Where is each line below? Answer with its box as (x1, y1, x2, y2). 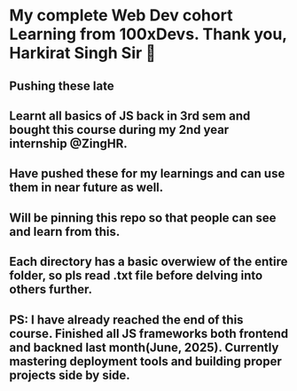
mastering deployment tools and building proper (9, 354, 282, 369)
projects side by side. (9, 367, 130, 382)
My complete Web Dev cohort (9, 5, 233, 26)
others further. (9, 282, 93, 297)
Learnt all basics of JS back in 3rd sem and (9, 108, 251, 123)
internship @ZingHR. (9, 136, 129, 151)
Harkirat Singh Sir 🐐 (9, 43, 157, 63)
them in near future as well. (9, 180, 164, 195)
